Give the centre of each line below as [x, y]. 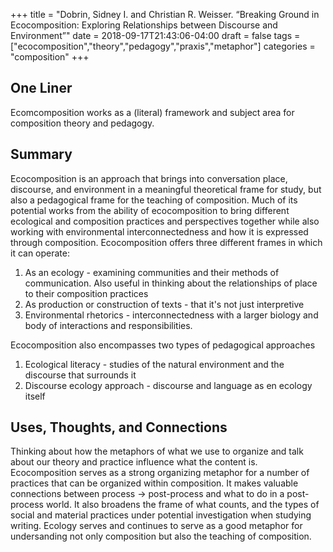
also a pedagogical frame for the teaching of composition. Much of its [154, 200]
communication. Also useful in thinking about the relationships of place [171, 283]
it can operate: [40, 253]
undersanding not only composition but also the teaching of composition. [161, 536]
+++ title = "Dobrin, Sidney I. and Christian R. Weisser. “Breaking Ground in [165, 14]
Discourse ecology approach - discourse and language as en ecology [168, 385]
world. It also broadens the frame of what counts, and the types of [182, 505]
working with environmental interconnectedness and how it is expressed [159, 231]
